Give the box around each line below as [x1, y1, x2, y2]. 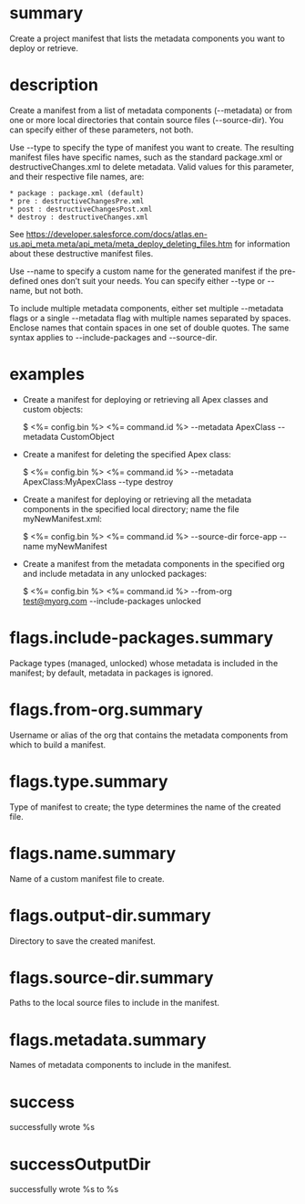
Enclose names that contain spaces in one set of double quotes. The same [9, 322, 290, 333]
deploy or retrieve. [9, 42, 79, 53]
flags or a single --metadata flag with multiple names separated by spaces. [9, 312, 291, 323]
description [9, 75, 98, 96]
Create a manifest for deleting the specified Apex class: [22, 448, 232, 459]
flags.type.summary [9, 770, 168, 791]
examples [9, 364, 85, 385]
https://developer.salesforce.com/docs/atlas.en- [25, 228, 208, 239]
